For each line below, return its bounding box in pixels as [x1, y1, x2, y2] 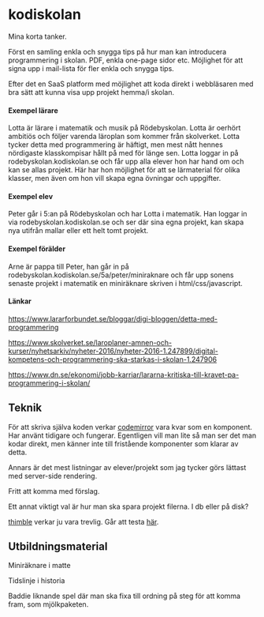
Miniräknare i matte [8, 561, 71, 570]
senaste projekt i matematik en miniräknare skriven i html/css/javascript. [8, 278, 243, 288]
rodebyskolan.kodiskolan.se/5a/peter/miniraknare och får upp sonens [8, 270, 234, 280]
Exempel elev [8, 191, 54, 201]
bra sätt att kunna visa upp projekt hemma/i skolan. [8, 87, 175, 96]
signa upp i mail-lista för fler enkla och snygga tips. [8, 63, 175, 73]
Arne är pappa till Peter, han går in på [8, 261, 130, 271]
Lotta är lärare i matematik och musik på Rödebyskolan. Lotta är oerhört [8, 123, 241, 133]
